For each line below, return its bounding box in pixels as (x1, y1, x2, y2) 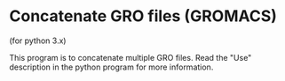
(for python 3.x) (9, 35, 67, 46)
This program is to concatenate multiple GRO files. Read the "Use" (9, 52, 252, 63)
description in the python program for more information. (9, 62, 214, 72)
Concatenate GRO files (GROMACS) (9, 6, 278, 26)
